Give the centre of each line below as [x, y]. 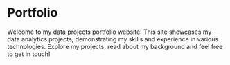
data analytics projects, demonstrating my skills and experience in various [113, 39]
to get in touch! [29, 54]
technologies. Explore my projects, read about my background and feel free [115, 46]
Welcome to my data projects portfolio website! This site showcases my [109, 32]
